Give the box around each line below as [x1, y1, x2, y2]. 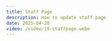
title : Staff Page [6, 8, 52, 15]
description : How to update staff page [6, 14, 107, 20]
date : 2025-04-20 [6, 20, 50, 26]
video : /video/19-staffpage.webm [6, 25, 90, 32]
